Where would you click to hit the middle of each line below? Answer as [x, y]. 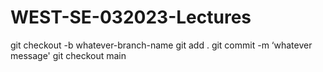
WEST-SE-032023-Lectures [131, 17]
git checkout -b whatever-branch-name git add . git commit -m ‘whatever [161, 45]
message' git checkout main [68, 55]
